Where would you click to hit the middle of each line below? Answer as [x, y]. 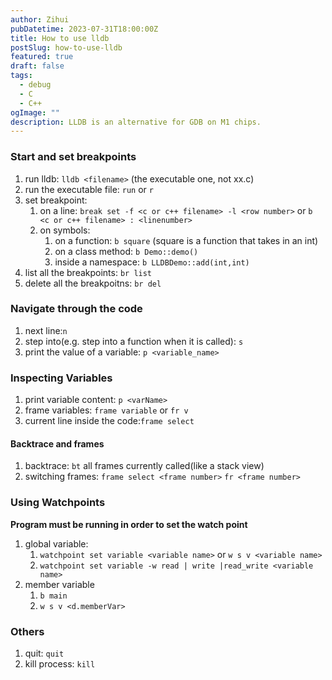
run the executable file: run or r [89, 189]
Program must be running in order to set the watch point [129, 524]
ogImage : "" [35, 112]
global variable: [56, 543]
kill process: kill [60, 663]
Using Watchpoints [58, 503]
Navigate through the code [76, 309]
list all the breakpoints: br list [88, 272]
